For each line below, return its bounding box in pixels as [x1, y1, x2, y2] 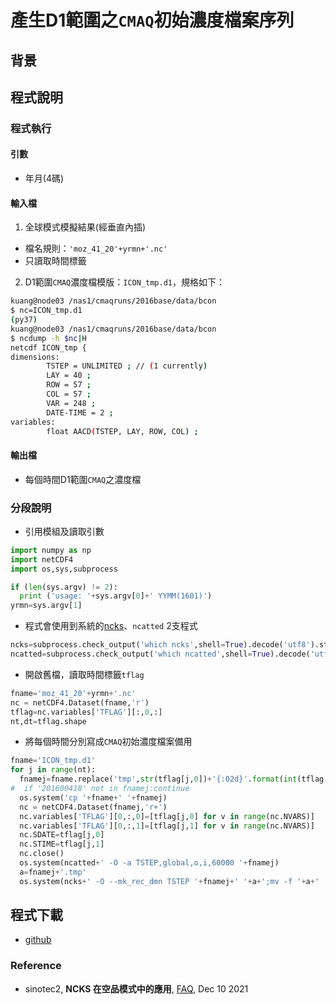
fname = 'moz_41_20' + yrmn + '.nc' [10, 688, 137, 698]
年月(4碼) [24, 172, 65, 185]
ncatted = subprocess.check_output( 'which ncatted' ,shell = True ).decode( [10, 649, 311, 660]
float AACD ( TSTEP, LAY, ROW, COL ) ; [46, 426, 199, 436]
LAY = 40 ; [46, 371, 92, 381]
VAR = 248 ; [46, 398, 97, 408]
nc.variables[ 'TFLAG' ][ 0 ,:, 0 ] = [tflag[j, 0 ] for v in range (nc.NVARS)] [19, 811, 315, 821]
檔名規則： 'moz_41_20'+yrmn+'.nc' [24, 242, 168, 255]
